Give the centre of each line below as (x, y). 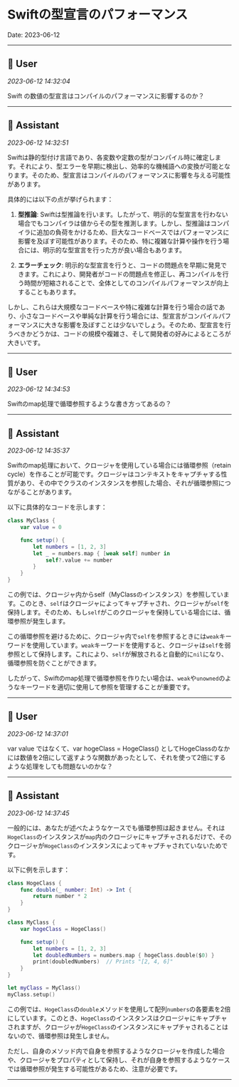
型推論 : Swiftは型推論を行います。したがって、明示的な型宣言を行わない (123, 214)
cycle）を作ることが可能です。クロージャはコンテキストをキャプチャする (114, 474)
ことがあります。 (51, 492)
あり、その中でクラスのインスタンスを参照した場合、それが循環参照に (122, 483)
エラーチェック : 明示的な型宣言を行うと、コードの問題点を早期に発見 (119, 265)
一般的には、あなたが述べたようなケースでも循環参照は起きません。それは (116, 828)
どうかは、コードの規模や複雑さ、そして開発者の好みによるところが (131, 334)
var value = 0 (41, 527)
